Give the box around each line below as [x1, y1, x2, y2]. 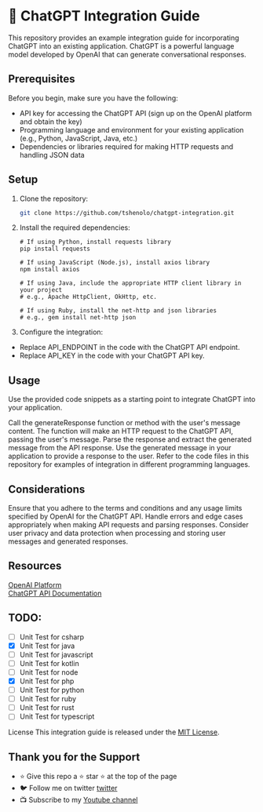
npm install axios [19, 266, 80, 274]
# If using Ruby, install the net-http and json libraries [19, 307, 217, 315]
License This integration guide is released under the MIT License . [8, 727, 220, 737]
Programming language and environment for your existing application [19, 125, 244, 134]
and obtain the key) [19, 117, 82, 126]
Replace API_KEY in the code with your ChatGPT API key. [19, 351, 206, 360]
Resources [8, 559, 62, 573]
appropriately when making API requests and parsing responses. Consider [8, 520, 249, 530]
